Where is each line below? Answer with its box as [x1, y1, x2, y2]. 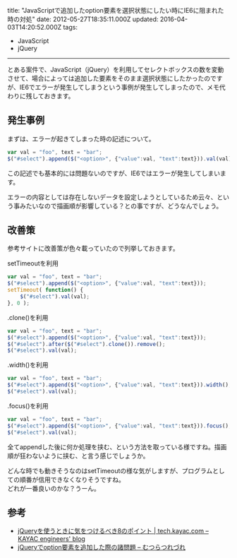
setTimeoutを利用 [7, 259, 59, 268]
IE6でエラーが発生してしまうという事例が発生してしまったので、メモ [19, 83, 220, 91]
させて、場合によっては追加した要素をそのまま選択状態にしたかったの [7, 74, 210, 83]
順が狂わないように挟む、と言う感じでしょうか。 [7, 451, 150, 460]
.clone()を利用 [7, 313, 49, 321]
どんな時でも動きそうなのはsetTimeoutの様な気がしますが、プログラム [7, 466, 213, 475]
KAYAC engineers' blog [17, 535, 86, 543]
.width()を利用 [7, 361, 49, 369]
